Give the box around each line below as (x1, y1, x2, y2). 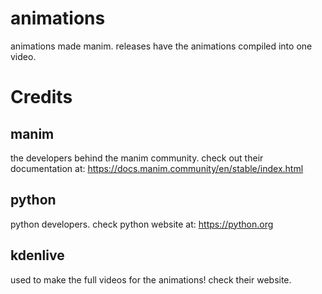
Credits (10, 86, 73, 109)
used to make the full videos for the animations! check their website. (10, 273, 292, 286)
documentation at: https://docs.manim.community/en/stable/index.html (10, 162, 304, 174)
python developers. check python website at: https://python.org (10, 218, 274, 230)
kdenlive (10, 247, 65, 264)
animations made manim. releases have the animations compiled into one (10, 40, 313, 52)
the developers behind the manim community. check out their (10, 152, 264, 164)
